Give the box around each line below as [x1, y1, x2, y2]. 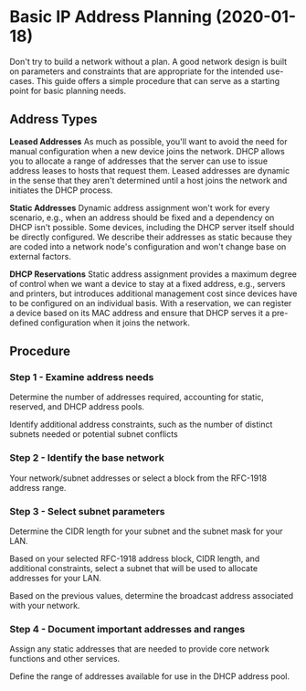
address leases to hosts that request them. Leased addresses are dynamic [9, 165, 290, 175]
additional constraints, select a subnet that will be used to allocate [9, 563, 259, 574]
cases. [9, 75, 35, 86]
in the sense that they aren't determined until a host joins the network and [9, 175, 288, 186]
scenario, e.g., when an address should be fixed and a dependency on [9, 212, 275, 223]
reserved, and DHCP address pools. [9, 401, 144, 412]
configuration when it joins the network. [40, 317, 190, 328]
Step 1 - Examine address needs [9, 371, 154, 384]
